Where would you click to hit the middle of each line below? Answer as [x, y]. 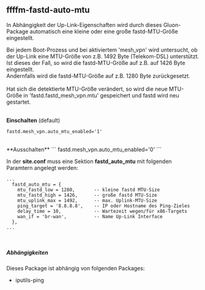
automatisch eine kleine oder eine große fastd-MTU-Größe [104, 31]
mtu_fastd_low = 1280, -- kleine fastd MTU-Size [89, 189]
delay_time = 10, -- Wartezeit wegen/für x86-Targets [102, 211]
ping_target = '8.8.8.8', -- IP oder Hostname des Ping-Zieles [104, 206]
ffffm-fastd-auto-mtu [48, 10]
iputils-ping [30, 280]
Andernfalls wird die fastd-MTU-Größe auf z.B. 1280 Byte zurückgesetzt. [99, 75]
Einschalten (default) [33, 120]
